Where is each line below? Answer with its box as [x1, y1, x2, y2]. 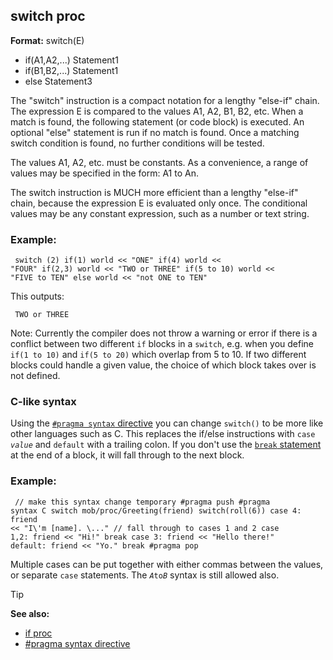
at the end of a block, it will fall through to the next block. [10, 449, 245, 461]
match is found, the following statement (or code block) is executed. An [10, 115, 305, 128]
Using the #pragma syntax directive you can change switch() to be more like [10, 417, 324, 429]
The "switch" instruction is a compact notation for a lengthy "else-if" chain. [10, 94, 320, 106]
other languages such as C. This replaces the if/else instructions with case [10, 428, 316, 440]
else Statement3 [24, 75, 93, 87]
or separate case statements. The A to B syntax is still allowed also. [10, 569, 280, 581]
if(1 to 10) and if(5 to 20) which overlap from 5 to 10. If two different [10, 349, 307, 361]
